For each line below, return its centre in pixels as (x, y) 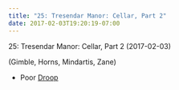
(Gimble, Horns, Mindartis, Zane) (62, 62)
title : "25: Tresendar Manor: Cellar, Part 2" (87, 16)
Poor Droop (39, 77)
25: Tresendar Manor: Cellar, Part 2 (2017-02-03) (89, 46)
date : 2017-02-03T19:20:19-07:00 (64, 23)
